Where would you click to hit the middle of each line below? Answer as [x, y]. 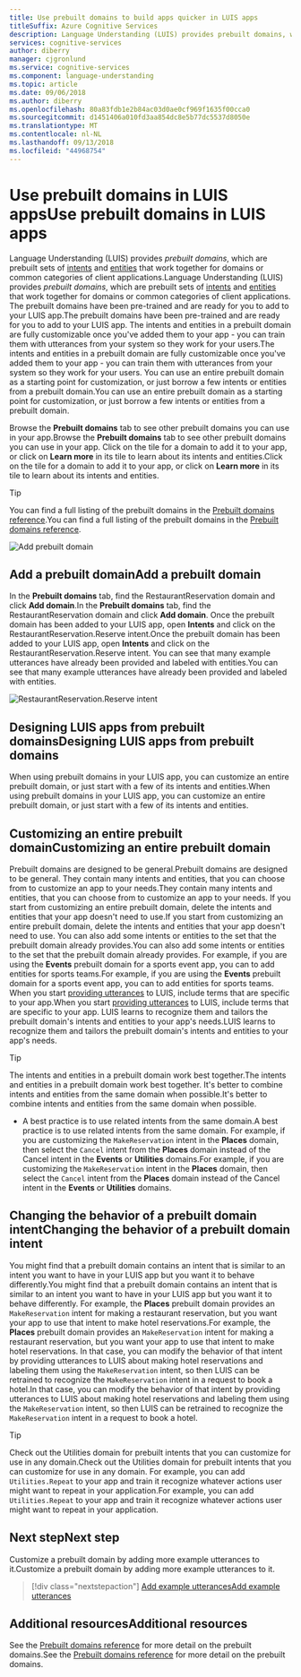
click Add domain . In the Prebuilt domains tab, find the [110, 606]
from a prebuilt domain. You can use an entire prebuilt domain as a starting [146, 391]
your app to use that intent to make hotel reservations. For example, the [140, 1322]
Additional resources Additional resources [129, 1624]
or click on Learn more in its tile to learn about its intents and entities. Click [146, 456]
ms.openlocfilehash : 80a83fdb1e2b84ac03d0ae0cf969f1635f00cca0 [130, 109]
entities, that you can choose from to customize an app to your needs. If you [150, 898]
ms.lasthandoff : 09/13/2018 [62, 142]
